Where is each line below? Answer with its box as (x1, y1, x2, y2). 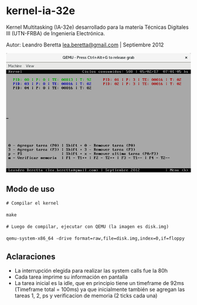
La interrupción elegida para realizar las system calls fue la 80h (14, 267, 168, 274)
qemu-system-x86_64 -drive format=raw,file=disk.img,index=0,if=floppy (6, 236, 185, 242)
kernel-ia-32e (6, 4, 75, 18)
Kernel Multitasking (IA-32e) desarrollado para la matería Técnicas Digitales (6, 24, 189, 31)
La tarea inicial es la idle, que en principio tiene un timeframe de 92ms (14, 280, 185, 287)
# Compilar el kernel (6, 200, 59, 206)
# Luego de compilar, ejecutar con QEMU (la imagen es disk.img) (6, 224, 169, 230)
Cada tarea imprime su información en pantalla (14, 273, 128, 280)
